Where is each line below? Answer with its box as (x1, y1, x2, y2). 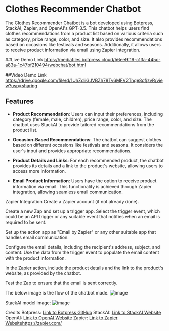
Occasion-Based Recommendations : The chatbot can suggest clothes (12, 136, 162, 142)
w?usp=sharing (5, 82, 38, 89)
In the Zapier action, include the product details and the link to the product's (5, 265, 164, 271)
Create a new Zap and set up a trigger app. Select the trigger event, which (5, 208, 160, 214)
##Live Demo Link (5, 56, 43, 62)
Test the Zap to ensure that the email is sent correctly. (5, 280, 118, 286)
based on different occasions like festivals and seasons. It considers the (12, 142, 163, 148)
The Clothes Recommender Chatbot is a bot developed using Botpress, (5, 20, 154, 26)
